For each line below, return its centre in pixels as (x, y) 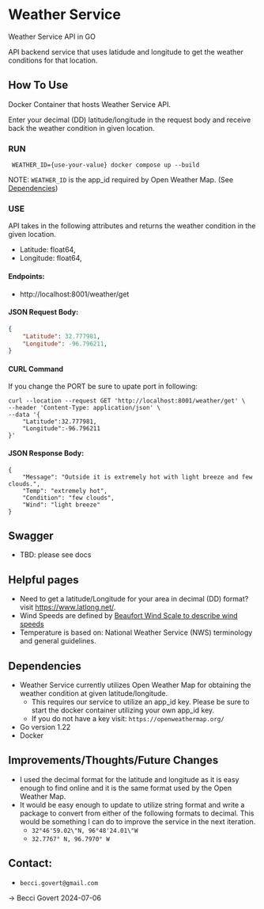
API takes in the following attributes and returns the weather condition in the (132, 226)
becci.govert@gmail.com (59, 883)
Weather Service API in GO (52, 36)
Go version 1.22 (45, 728)
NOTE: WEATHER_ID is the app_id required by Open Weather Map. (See (121, 180)
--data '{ (25, 415)
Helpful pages (43, 580)
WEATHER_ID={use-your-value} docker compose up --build (106, 165)
